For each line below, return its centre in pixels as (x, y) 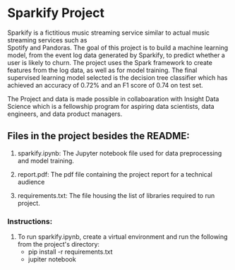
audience (31, 182)
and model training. (46, 160)
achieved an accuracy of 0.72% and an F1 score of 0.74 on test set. (105, 85)
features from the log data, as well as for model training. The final (102, 70)
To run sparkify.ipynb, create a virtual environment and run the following (122, 237)
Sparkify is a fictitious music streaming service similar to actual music (109, 33)
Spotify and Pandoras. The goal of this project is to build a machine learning (118, 47)
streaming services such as (47, 40)
